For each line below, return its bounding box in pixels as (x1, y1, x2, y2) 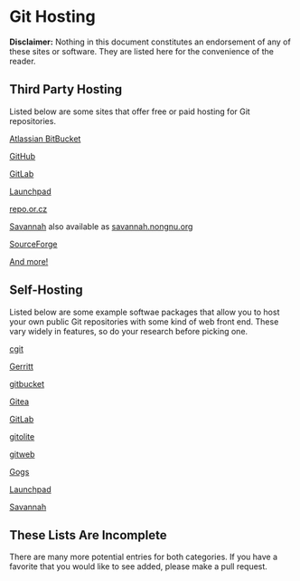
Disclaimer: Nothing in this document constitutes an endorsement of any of (9, 36, 291, 47)
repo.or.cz (9, 203, 48, 214)
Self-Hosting (9, 283, 83, 298)
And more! (9, 256, 49, 266)
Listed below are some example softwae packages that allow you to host (9, 306, 280, 317)
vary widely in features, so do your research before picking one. (9, 325, 248, 336)
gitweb (9, 449, 35, 460)
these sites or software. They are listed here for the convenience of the (9, 45, 274, 56)
